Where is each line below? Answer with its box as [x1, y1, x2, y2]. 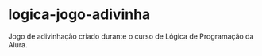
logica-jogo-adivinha [8, 6, 151, 24]
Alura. [8, 39, 28, 49]
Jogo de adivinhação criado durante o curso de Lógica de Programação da [8, 32, 254, 41]
